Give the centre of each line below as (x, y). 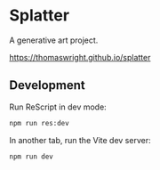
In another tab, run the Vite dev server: (80, 140)
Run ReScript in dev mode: (58, 107)
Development (48, 85)
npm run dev (31, 157)
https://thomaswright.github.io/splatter (80, 57)
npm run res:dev (39, 123)
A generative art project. (54, 40)
